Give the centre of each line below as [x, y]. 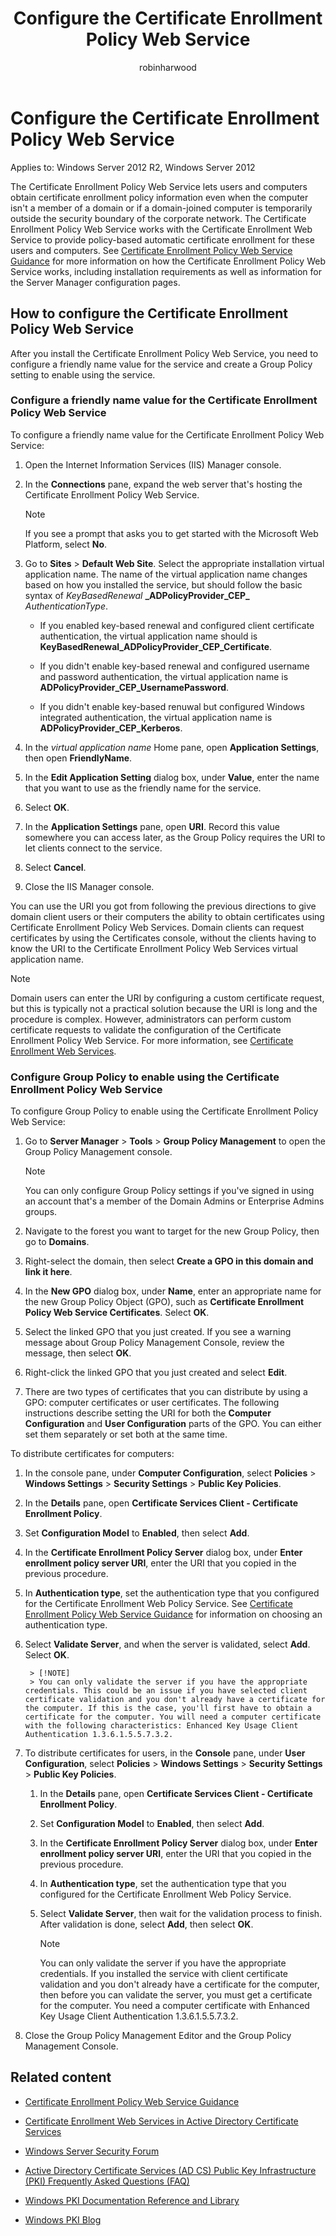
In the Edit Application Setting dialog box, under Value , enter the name [172, 777]
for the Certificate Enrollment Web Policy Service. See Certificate [158, 1604]
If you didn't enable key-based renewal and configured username [174, 666]
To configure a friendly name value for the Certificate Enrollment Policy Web [167, 434]
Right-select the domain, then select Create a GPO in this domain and [169, 1261]
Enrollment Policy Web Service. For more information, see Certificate [152, 1040]
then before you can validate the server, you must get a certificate [176, 1995]
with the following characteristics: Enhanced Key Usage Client [161, 1726]
